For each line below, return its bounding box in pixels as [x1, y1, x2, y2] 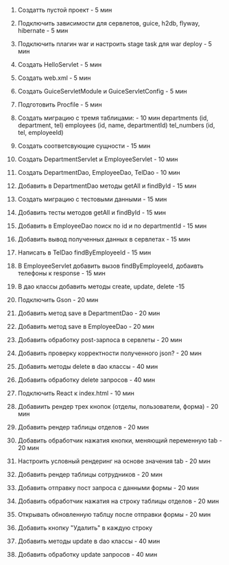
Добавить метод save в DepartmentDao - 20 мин [17, 309, 160, 317]
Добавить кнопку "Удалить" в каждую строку [17, 524, 153, 532]
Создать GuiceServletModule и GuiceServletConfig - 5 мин [17, 87, 187, 95]
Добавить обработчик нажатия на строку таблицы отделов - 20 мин [17, 497, 219, 505]
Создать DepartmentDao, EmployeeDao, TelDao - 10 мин [17, 169, 180, 176]
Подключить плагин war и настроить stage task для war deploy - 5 [17, 40, 212, 47]
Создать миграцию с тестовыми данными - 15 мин [17, 195, 167, 203]
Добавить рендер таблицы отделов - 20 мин [17, 423, 149, 431]
